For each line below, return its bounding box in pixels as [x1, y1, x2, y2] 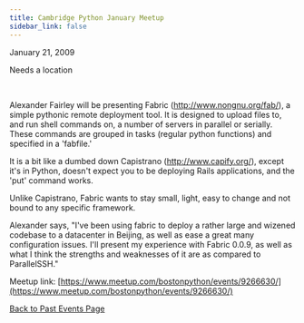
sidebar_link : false [9, 22, 88, 31]
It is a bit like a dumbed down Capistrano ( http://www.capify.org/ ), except [9, 155, 284, 166]
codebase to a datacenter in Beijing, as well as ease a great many [9, 229, 255, 240]
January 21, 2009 [9, 46, 75, 57]
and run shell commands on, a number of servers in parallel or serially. [9, 119, 273, 130]
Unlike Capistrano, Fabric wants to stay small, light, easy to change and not [9, 192, 291, 203]
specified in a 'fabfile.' [9, 138, 93, 149]
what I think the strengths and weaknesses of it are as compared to [9, 249, 261, 259]
